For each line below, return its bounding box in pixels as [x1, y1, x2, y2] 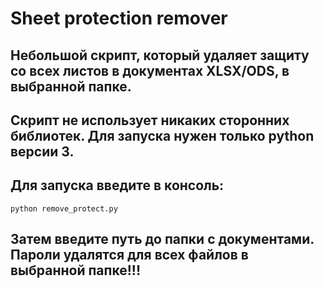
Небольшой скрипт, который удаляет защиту [10, 47, 310, 64]
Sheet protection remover [10, 7, 228, 30]
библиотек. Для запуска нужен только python [10, 127, 315, 144]
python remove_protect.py [10, 203, 118, 214]
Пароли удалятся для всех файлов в [10, 247, 249, 264]
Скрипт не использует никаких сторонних [10, 112, 290, 129]
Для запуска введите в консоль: [10, 177, 225, 194]
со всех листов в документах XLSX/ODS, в [10, 62, 290, 79]
